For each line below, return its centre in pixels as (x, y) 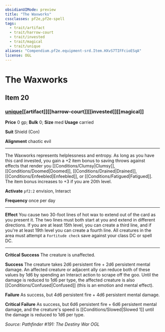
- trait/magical (26, 42)
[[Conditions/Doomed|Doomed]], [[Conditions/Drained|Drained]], (71, 171)
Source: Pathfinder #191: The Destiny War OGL (52, 324)
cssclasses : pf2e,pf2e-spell (35, 19)
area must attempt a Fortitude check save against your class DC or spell (79, 236)
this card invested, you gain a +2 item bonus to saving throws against (75, 161)
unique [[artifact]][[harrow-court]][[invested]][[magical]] (74, 111)
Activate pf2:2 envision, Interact (38, 191)
